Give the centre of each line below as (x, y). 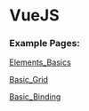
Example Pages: (44, 44)
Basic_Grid (29, 80)
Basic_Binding (35, 97)
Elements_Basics (40, 62)
